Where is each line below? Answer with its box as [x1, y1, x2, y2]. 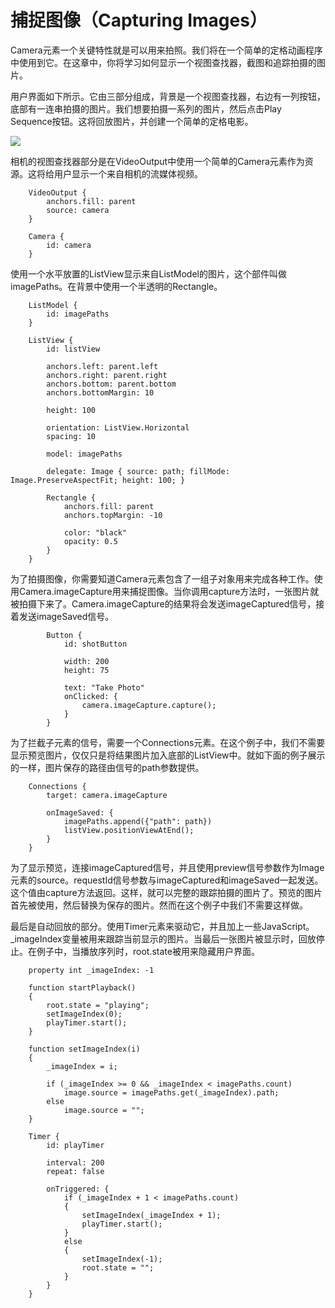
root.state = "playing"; [46, 1000, 150, 1010]
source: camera [46, 205, 110, 215]
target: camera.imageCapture [46, 790, 168, 800]
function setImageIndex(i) [28, 1044, 141, 1054]
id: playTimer [46, 1140, 105, 1150]
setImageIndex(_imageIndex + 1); [81, 1210, 222, 1220]
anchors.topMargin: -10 [63, 510, 163, 520]
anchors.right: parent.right [46, 370, 168, 380]
